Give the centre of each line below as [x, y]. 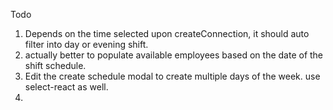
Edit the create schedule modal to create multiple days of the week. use [172, 76]
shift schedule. [55, 65]
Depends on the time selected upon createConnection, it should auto [167, 33]
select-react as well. [66, 87]
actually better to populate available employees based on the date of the [174, 55]
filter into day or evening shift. [86, 44]
